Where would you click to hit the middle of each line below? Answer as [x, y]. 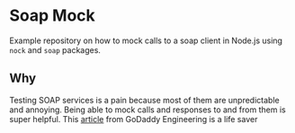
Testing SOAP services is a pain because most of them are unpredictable [145, 100]
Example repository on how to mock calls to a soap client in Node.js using [146, 40]
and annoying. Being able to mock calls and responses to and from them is [147, 110]
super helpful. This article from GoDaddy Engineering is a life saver [134, 119]
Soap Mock [53, 16]
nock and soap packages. [55, 49]
